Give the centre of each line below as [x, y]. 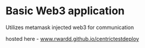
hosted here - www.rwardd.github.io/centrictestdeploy [72, 39]
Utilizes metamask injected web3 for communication [70, 27]
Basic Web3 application [65, 11]
